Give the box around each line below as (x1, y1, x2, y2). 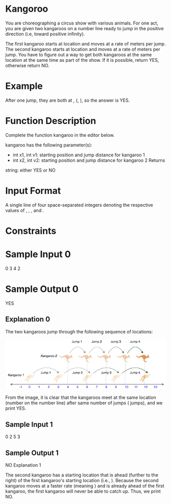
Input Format (5, 185, 61, 197)
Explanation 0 (5, 315, 50, 324)
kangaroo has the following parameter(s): (5, 141, 92, 148)
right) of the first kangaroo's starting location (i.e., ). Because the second (5, 477, 159, 483)
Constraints (5, 225, 57, 236)
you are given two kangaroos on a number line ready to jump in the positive (5, 25, 164, 31)
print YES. (5, 405, 27, 412)
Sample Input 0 (5, 249, 71, 260)
